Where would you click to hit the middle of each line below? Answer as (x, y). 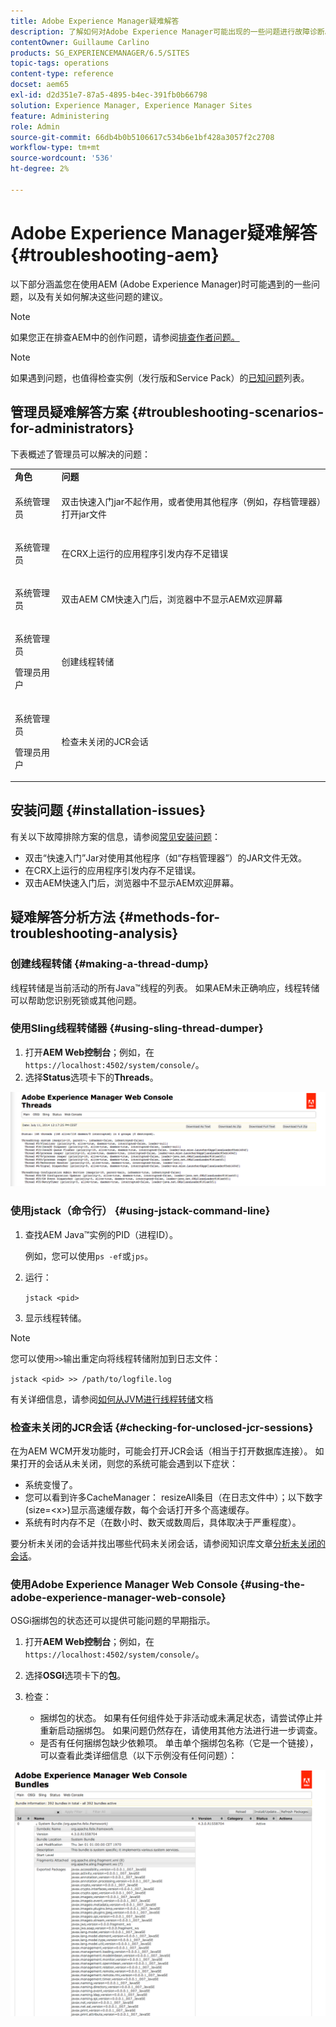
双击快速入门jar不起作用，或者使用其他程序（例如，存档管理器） (191, 501)
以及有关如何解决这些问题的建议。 (97, 296)
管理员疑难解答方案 (69, 412)
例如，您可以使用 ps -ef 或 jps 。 (89, 1256)
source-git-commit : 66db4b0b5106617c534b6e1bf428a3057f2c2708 (142, 137)
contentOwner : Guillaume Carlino (80, 42)
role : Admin (35, 126)
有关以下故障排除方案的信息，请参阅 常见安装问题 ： (115, 836)
